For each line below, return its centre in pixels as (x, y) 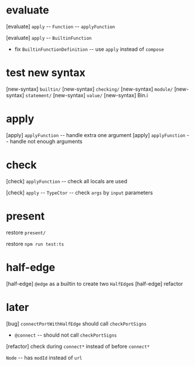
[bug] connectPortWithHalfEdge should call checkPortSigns (76, 323)
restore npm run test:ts (35, 244)
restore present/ (26, 232)
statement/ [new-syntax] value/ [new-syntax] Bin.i (87, 95)
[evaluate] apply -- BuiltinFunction (49, 37)
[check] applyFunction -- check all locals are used (67, 181)
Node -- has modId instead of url (44, 357)
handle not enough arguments (46, 141)
